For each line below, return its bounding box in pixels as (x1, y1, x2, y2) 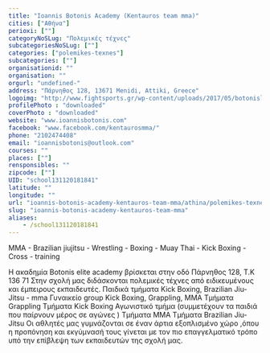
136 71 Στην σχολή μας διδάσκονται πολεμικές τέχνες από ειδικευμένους (8, 276, 255, 285)
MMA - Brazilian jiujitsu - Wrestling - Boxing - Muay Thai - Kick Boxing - (8, 243, 247, 253)
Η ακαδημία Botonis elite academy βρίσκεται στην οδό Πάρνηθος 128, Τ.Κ (8, 267, 256, 277)
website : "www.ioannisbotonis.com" (8, 117, 128, 125)
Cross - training (8, 252, 60, 261)
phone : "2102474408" (8, 131, 78, 139)
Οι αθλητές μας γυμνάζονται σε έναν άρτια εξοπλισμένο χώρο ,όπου (26, 318, 260, 328)
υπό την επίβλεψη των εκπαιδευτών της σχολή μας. (8, 335, 183, 346)
